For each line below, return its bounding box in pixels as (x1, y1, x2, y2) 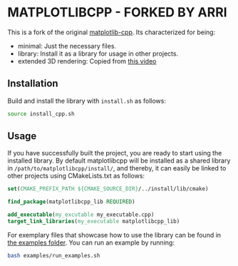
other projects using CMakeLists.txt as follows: (7, 172, 145, 180)
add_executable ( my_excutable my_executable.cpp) (7, 211, 155, 218)
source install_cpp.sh (7, 110, 75, 118)
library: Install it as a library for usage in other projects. (17, 49, 179, 58)
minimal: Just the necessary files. (17, 41, 116, 50)
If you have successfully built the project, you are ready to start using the (7, 149, 222, 158)
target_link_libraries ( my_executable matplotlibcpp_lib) (7, 218, 180, 225)
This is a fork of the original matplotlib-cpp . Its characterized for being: (7, 28, 216, 36)
